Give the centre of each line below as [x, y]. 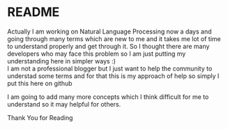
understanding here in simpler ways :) [62, 61]
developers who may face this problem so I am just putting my [97, 54]
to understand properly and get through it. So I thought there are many [108, 46]
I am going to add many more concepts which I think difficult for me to [108, 97]
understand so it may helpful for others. [64, 104]
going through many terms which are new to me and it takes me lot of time [114, 38]
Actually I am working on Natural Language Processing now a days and [109, 31]
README [33, 12]
